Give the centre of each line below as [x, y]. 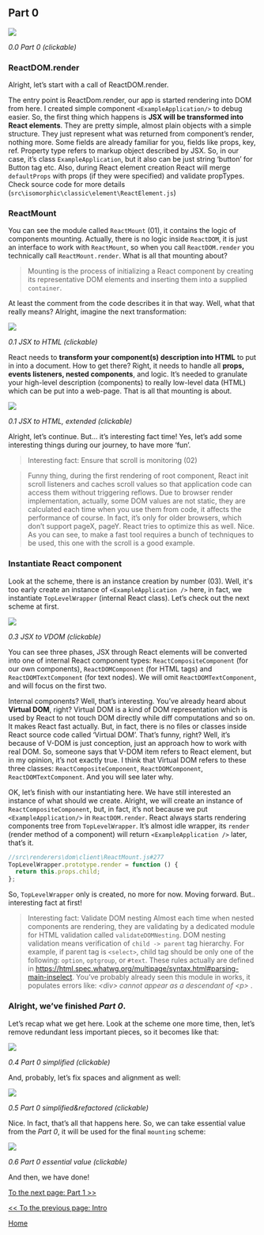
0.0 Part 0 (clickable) [42, 47]
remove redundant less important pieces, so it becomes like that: [114, 1032]
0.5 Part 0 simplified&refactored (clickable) [78, 1107]
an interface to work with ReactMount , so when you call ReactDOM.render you [131, 247]
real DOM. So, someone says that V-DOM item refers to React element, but [130, 751]
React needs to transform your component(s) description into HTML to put [132, 357]
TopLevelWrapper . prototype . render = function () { [93, 864]
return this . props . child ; [58, 872]
